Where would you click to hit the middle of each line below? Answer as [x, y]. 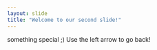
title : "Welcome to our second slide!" [64, 20]
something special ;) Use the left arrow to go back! [79, 39]
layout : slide [28, 13]
